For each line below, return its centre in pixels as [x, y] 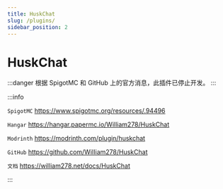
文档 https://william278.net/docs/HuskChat [69, 166]
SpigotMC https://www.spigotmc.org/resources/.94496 [86, 111]
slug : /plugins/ [31, 21]
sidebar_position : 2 [38, 27]
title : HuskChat [31, 14]
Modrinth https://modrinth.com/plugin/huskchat [76, 139]
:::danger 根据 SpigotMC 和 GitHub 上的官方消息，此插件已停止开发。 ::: [112, 83]
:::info [16, 97]
